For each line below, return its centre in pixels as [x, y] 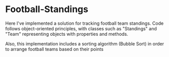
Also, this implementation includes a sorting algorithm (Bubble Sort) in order [84, 43]
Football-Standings [47, 9]
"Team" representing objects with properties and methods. [67, 34]
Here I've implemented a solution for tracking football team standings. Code [84, 23]
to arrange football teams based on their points [55, 49]
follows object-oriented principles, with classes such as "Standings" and [81, 28]
